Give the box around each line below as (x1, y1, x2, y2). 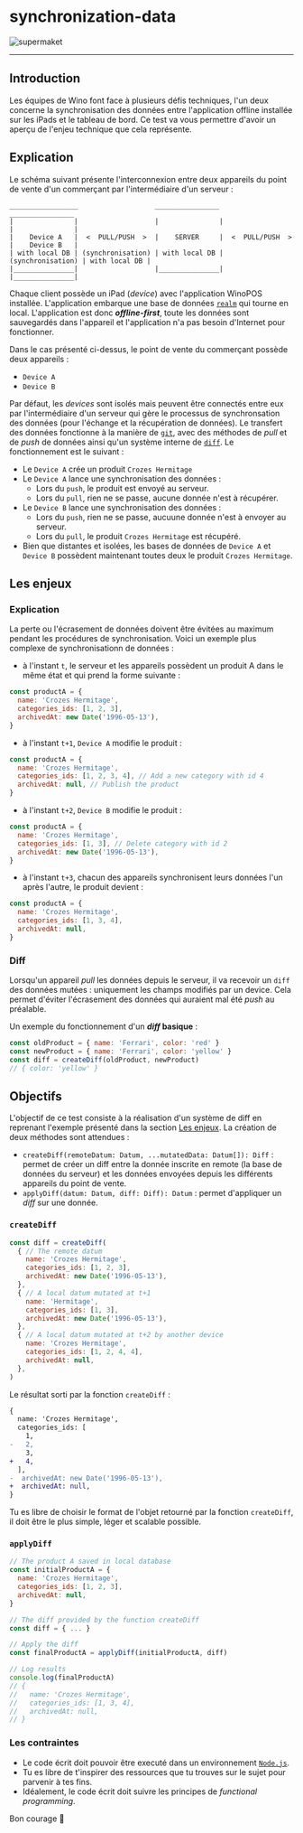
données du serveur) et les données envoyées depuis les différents (22, 1168, 273, 1180)
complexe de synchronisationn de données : (9, 643, 174, 654)
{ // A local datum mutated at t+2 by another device (17, 1331, 224, 1340)
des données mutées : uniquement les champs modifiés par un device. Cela (9, 985, 291, 996)
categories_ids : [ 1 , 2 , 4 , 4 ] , (25, 1348, 143, 1357)
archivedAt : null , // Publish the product (17, 780, 179, 790)
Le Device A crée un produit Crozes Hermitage (22, 463, 193, 474)
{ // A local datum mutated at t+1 (17, 1288, 151, 1297)
